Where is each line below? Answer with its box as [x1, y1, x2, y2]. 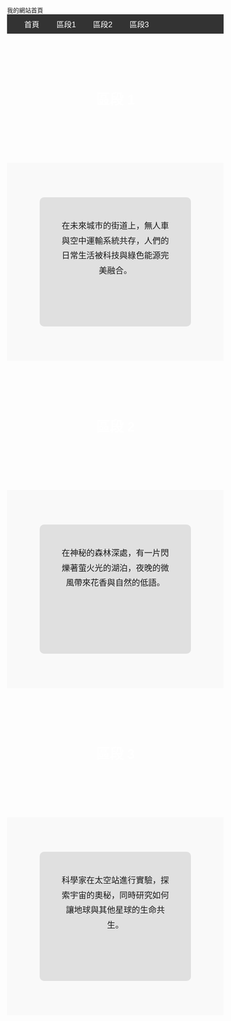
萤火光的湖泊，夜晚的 [78, 563, 161, 573]
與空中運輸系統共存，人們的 [61, 236, 169, 246]
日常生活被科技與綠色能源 [61, 251, 161, 261]
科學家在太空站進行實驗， [61, 876, 161, 885]
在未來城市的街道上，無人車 [61, 221, 169, 231]
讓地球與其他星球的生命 [65, 905, 157, 916]
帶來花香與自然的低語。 [74, 578, 166, 588]
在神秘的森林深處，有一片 [61, 548, 161, 558]
